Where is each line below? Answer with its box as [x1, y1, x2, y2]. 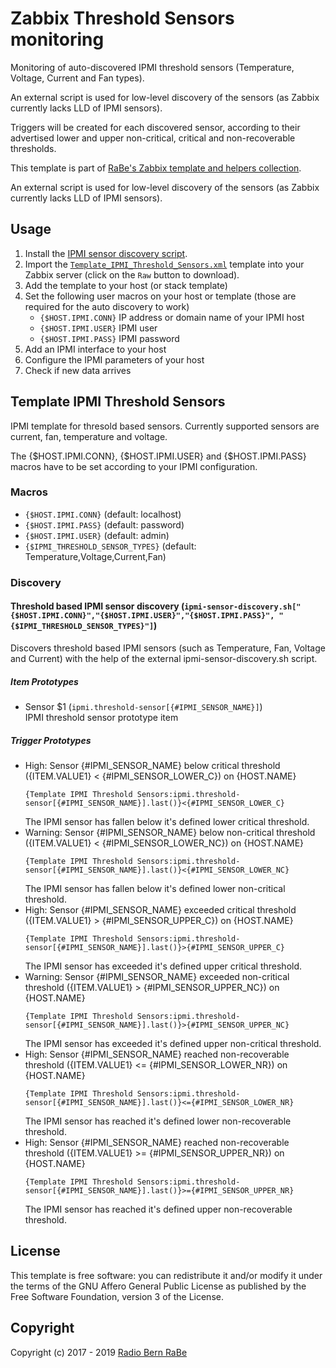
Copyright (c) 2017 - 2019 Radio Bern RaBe [10, 1346, 188, 1358]
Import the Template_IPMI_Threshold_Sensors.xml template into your [24, 258, 305, 270]
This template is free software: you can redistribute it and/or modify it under [10, 1269, 323, 1281]
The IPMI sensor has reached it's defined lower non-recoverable [24, 1115, 292, 1127]
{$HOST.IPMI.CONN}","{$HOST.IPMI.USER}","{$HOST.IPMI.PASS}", [10, 611, 275, 621]
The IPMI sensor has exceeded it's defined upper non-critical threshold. [24, 1037, 322, 1049]
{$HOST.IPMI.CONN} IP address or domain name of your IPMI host [39, 311, 305, 323]
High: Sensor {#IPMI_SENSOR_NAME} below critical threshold [24, 759, 281, 771]
